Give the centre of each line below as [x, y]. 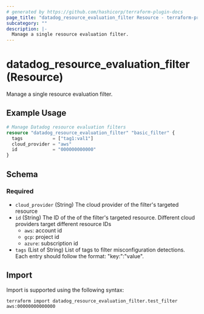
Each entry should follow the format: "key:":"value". [80, 256]
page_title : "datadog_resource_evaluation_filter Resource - [85, 18]
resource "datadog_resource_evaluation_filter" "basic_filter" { [90, 133]
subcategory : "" [27, 23]
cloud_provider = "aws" [42, 144]
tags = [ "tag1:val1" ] [53, 138]
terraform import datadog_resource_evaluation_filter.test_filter [92, 301]
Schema [22, 174]
